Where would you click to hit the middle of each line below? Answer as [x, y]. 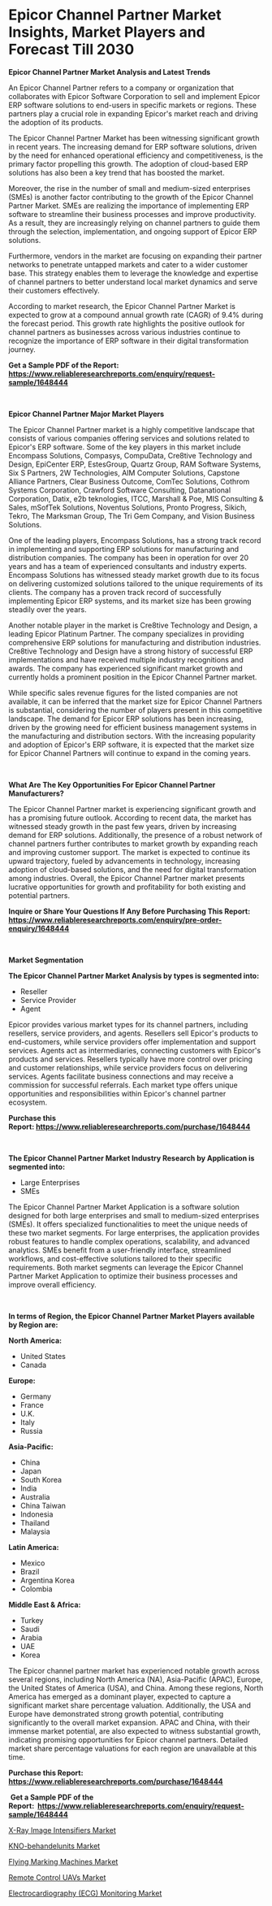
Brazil [30, 1571]
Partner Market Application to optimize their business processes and [123, 1276]
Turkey [32, 1620]
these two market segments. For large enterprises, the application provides [134, 1232]
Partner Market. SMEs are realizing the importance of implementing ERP [129, 206]
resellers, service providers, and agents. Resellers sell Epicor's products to [133, 1033]
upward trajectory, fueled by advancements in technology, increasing [125, 861]
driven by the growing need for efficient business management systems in [133, 727]
